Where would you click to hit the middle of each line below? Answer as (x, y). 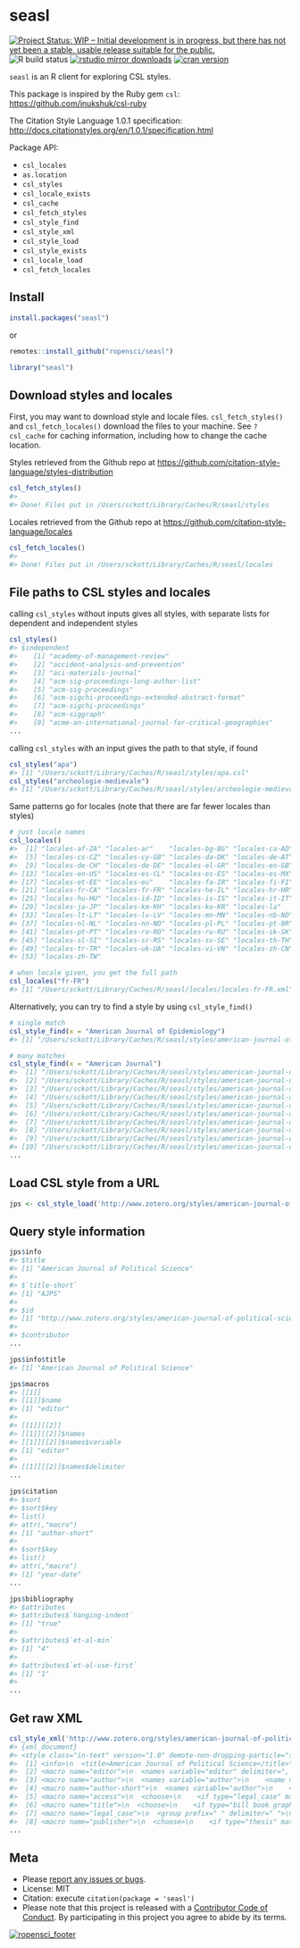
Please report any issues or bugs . (84, 1879)
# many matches (37, 1056)
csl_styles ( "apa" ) (43, 765)
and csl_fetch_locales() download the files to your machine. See (130, 426)
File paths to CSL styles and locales (110, 592)
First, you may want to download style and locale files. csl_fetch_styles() (146, 417)
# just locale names (48, 832)
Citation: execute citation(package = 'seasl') (108, 1898)
